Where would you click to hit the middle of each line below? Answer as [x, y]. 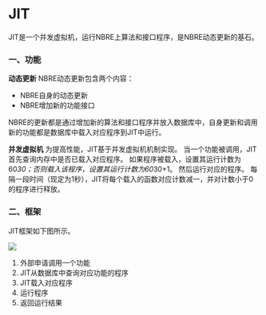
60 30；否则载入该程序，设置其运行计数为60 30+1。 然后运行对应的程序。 [129, 169]
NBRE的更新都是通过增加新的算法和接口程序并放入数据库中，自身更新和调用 [133, 122]
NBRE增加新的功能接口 [57, 105]
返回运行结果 [41, 302]
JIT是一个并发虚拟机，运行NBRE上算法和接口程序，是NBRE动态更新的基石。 [134, 37]
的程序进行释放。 [36, 189]
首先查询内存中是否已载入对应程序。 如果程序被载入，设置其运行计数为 [125, 159]
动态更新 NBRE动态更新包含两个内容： [71, 79]
